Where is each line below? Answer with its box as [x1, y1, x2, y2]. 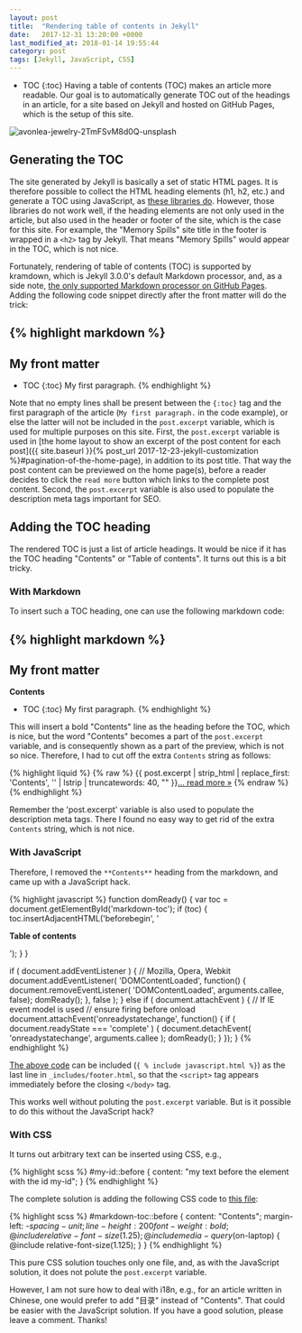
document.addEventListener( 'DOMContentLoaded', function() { [9, 975, 246, 986]
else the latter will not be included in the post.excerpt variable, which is [9, 417, 275, 428]
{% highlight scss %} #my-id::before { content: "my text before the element [9, 1166, 289, 1177]
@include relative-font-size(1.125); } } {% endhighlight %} [9, 1239, 223, 1250]
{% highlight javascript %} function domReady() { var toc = [9, 893, 228, 904]
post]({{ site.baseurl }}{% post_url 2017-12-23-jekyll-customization [9, 446, 259, 457]
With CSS [9, 1128, 52, 1141]
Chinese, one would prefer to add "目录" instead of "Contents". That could [9, 1294, 286, 1305]
